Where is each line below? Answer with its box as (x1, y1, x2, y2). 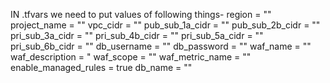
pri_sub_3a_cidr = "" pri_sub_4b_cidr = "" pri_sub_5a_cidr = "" (10, 30, 264, 41)
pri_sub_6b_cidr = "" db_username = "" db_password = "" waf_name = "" (10, 40, 312, 52)
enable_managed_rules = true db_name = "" (10, 62, 193, 73)
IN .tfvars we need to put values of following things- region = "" (10, 9, 272, 20)
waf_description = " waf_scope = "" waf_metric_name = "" (10, 51, 252, 63)
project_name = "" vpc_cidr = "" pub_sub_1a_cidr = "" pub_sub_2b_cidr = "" (10, 19, 321, 31)
